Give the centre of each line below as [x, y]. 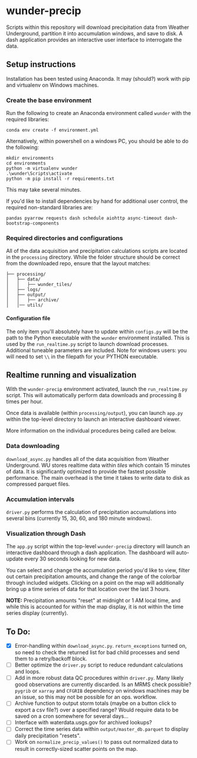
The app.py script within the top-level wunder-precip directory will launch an [98, 546]
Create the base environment [49, 100]
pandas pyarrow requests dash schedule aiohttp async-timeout [84, 218]
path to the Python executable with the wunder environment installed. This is [98, 338]
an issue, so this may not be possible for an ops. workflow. [86, 697]
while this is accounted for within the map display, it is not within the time [95, 607]
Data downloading [33, 446]
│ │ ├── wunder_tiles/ [39, 285]
